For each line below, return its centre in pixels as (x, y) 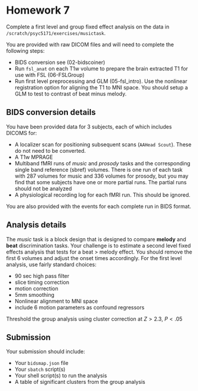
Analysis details (36, 225)
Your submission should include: (46, 352)
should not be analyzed (43, 188)
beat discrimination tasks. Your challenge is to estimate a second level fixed (98, 245)
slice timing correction (42, 282)
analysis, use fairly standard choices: (51, 264)
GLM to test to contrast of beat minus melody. (71, 94)
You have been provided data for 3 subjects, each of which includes (89, 126)
